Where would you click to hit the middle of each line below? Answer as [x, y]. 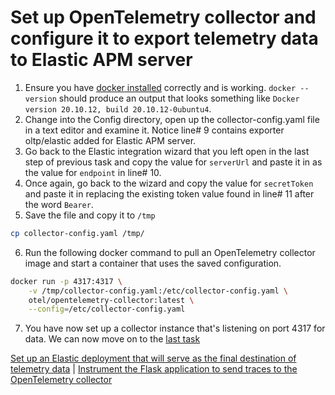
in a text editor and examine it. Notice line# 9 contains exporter [154, 130]
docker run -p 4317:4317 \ [66, 281]
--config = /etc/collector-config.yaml [107, 309]
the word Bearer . [59, 204]
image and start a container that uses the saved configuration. [153, 263]
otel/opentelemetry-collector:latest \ [111, 300]
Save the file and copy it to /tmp [90, 215]
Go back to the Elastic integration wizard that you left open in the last [167, 151]
